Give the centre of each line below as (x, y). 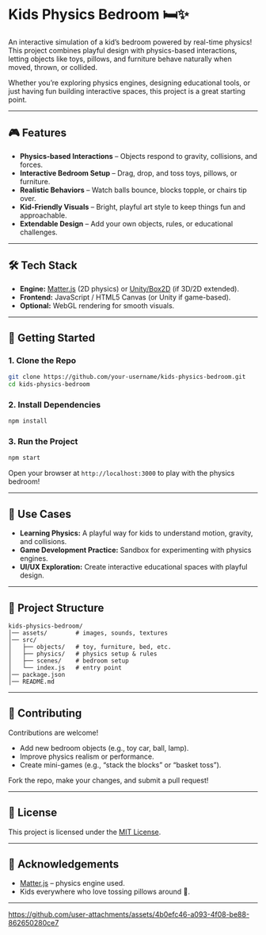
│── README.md (32, 682)
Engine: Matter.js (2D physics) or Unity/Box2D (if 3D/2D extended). (129, 288)
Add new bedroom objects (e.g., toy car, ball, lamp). (104, 748)
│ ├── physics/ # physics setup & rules (83, 654)
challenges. (38, 232)
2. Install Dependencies (55, 404)
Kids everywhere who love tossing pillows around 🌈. (105, 892)
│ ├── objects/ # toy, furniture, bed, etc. (90, 647)
